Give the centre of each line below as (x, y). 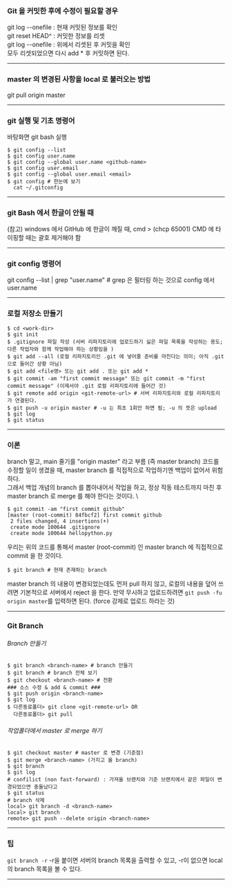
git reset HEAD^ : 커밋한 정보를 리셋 (56, 36)
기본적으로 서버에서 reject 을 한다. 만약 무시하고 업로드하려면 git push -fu (121, 592)
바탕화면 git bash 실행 (37, 137)
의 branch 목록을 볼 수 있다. (45, 868)
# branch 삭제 (26, 801)
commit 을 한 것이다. (35, 556)
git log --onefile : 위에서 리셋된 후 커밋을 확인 (69, 45)
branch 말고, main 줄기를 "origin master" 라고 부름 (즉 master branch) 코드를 (113, 462)
